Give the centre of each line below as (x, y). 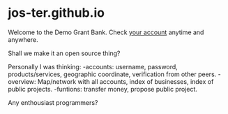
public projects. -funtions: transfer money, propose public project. (102, 89)
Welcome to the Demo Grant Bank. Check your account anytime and (106, 32)
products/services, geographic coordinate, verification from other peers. (112, 74)
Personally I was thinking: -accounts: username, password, (93, 66)
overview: (22, 81)
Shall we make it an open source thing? (64, 53)
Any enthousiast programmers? (53, 102)
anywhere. (23, 39)
